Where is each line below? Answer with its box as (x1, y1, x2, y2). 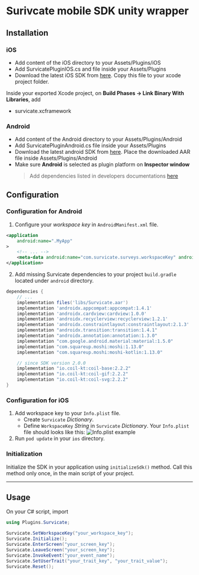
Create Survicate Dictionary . (23, 416, 94, 423)
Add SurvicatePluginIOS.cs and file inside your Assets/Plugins (14, 65, 166, 72)
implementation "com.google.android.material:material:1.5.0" (17, 338, 174, 344)
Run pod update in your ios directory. (14, 435, 105, 442)
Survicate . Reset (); (6, 563, 54, 570)
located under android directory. (14, 277, 94, 285)
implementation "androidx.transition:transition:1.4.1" (17, 327, 158, 333)
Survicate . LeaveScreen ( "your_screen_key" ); (6, 546, 115, 553)
